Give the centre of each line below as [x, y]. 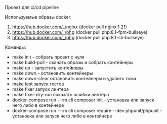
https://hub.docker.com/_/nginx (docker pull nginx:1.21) [70, 27]
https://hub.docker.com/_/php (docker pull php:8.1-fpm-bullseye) [80, 32]
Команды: [15, 47]
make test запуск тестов [38, 84]
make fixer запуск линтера [40, 89]
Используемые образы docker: [38, 17]
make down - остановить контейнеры [52, 73]
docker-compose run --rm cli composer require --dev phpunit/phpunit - [87, 111]
